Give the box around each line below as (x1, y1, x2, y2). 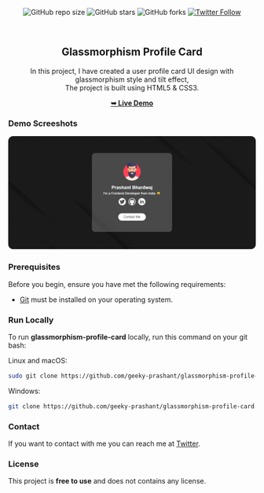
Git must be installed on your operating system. (19, 295, 173, 304)
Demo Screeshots (8, 118, 78, 129)
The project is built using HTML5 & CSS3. (64, 83, 200, 92)
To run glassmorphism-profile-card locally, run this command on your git (8, 333, 248, 342)
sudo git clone (8, 372, 58, 381)
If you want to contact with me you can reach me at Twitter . (8, 439, 200, 448)
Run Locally (8, 315, 54, 326)
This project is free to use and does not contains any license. (8, 476, 207, 486)
